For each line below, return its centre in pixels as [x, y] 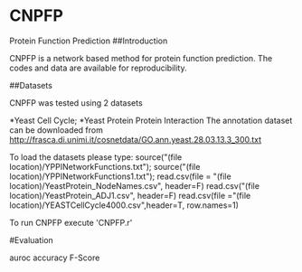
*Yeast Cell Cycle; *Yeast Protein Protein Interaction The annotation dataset [151, 120]
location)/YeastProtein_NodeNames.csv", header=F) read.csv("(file [135, 185]
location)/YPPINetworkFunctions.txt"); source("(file [105, 166]
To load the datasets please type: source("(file [96, 157]
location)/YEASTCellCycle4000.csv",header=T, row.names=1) [124, 205]
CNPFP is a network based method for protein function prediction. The [141, 58]
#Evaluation [32, 239]
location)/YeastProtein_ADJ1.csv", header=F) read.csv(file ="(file [130, 195]
